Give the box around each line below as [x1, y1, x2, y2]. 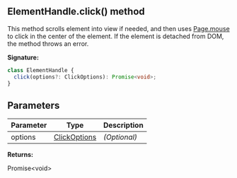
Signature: [7, 53, 39, 61]
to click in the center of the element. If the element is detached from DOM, [7, 32, 224, 40]
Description [103, 120, 144, 130]
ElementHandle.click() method [7, 6, 145, 18]
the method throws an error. [7, 39, 89, 48]
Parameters [7, 99, 60, 112]
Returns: [7, 150, 34, 159]
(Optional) [103, 132, 138, 142]
